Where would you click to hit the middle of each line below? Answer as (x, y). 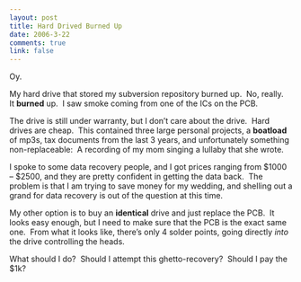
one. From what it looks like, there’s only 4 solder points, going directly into (149, 232)
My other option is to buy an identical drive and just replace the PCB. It (142, 213)
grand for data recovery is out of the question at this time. (116, 196)
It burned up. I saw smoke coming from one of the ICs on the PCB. (134, 103)
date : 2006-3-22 (40, 34)
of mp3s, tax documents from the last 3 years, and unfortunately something (150, 140)
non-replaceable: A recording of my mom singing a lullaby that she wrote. (147, 150)
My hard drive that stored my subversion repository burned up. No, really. (147, 94)
